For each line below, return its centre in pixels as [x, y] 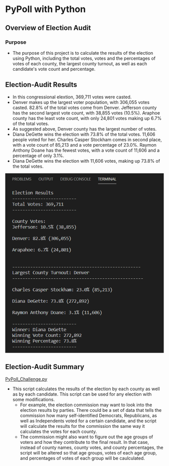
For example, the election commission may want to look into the [86, 405]
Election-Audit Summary [45, 367]
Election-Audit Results [41, 85]
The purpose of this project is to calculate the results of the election [83, 53]
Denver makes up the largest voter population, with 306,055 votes [81, 102]
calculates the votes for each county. [58, 431]
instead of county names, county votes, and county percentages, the [92, 447]
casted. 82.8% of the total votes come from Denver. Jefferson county [84, 107]
